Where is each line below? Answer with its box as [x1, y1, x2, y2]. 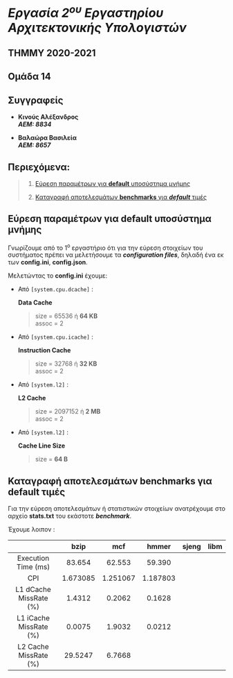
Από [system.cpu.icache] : [17, 332, 94, 341]
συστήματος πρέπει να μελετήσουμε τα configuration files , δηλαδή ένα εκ [8, 251, 224, 259]
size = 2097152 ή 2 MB [35, 407, 101, 416]
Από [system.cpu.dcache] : [17, 285, 94, 294]
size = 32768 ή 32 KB [35, 359, 97, 368]
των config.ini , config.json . [8, 258, 88, 266]
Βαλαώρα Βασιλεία [17, 134, 77, 142]
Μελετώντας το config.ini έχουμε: [8, 271, 108, 280]
